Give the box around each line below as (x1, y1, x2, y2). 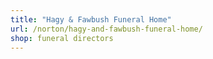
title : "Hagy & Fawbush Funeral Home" (10, 14, 172, 25)
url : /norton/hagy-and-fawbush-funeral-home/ (10, 24, 203, 34)
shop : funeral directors (10, 33, 114, 43)
